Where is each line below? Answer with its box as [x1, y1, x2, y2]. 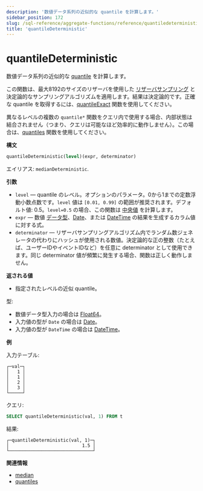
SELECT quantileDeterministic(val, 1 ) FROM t [6, 414, 123, 420]
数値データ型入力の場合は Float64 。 [14, 311, 105, 318]
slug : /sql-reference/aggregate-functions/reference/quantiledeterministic [6, 20, 201, 26]
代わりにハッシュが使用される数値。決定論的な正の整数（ [36, 237, 179, 244]
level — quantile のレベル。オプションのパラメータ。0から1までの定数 [14, 191, 191, 199]
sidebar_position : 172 [6, 15, 63, 21]
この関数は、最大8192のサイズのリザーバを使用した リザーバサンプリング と [6, 85, 196, 93]
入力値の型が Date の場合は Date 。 [14, 318, 101, 326]
